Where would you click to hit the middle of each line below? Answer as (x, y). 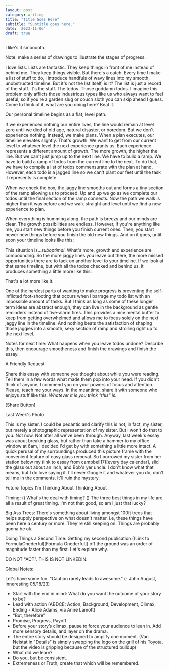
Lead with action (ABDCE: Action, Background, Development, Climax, (84, 604)
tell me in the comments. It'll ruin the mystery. (52, 478)
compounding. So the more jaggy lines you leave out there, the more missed (84, 255)
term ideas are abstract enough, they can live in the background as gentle (82, 307)
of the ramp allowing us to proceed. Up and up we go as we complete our (81, 193)
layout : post (19, 10)
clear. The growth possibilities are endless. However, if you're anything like (83, 224)
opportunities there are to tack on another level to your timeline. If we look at (84, 261)
